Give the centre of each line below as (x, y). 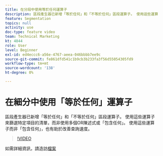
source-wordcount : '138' (30, 68)
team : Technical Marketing (32, 37)
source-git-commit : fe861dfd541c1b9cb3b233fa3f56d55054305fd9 (69, 59)
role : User (16, 46)
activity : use (19, 28)
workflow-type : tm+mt (27, 63)
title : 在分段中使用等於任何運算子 (36, 9)
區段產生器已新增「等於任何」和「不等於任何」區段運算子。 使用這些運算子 (80, 116)
